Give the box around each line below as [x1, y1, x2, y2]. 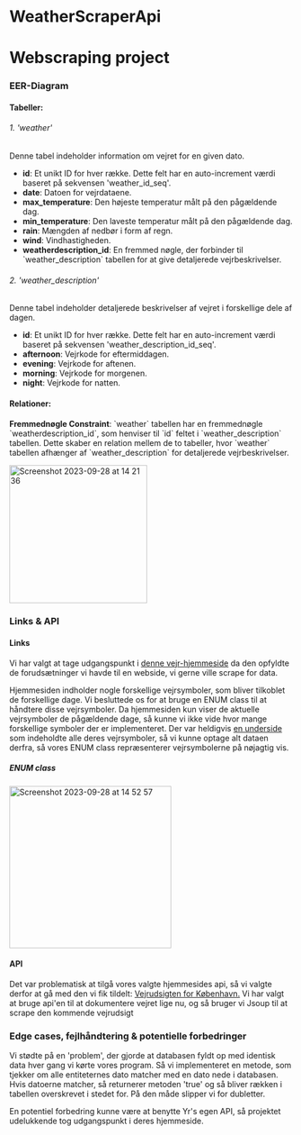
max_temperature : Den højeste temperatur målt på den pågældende [22, 196, 278, 208]
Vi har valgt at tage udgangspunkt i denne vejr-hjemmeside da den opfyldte [9, 658, 290, 668]
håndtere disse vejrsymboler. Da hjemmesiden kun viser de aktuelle [9, 704, 261, 714]
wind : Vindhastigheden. [22, 235, 111, 246]
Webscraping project [9, 48, 170, 68]
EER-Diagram [9, 79, 69, 92]
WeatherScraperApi [9, 6, 162, 27]
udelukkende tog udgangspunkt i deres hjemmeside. [9, 1115, 204, 1127]
